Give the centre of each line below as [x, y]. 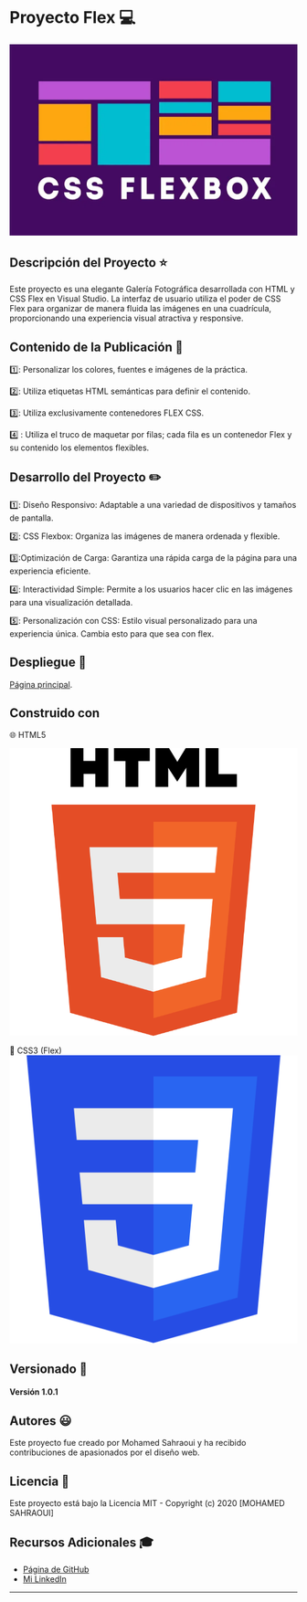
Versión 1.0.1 [34, 1392]
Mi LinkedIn [44, 1579]
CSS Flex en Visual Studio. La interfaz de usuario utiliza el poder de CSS [145, 299]
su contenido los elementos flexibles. [79, 448]
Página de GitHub [56, 1569]
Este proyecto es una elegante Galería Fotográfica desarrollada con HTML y [152, 290]
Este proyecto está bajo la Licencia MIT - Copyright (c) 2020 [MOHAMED [147, 1503]
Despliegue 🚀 [48, 663]
